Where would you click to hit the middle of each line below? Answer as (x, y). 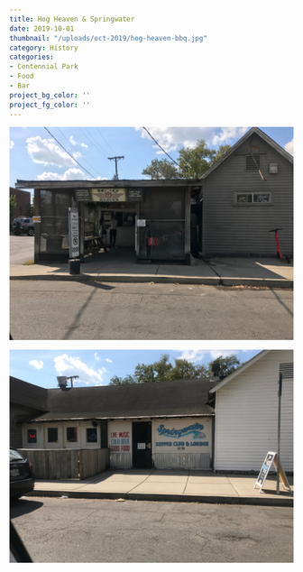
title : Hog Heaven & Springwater (72, 19)
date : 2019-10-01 (42, 28)
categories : (32, 57)
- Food (22, 77)
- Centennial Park (44, 67)
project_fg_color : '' (50, 105)
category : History (44, 48)
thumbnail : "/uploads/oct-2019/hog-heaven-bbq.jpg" (108, 38)
